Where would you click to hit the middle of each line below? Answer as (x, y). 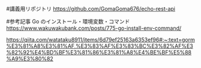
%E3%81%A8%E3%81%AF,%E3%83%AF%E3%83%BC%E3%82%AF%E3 (100, 46)
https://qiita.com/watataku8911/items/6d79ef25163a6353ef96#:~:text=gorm (100, 40)
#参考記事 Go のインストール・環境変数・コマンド (68, 21)
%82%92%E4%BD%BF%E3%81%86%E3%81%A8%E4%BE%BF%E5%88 (99, 52)
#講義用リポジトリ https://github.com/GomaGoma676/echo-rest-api (91, 9)
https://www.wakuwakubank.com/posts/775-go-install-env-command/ (94, 28)
